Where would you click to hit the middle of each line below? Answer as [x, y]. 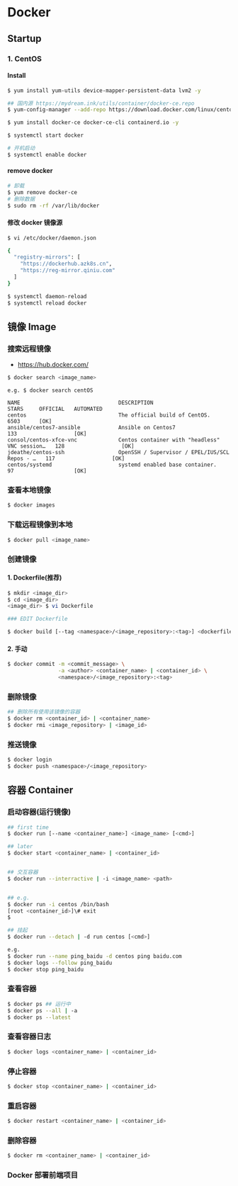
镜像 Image [32, 327]
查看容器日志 [29, 1037]
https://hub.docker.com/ [53, 365]
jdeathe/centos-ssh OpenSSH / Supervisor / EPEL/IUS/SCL [119, 453]
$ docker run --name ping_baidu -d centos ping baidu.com [95, 956]
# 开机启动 [21, 148]
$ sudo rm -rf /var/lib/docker [53, 205]
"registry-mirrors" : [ [47, 257]
